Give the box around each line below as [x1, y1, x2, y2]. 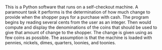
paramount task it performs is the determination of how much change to [5, 9, 151, 15]
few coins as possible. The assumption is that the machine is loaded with [5, 35, 153, 40]
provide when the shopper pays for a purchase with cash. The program [5, 14, 149, 20]
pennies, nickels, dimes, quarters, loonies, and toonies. [5, 40, 116, 45]
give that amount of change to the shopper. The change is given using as [5, 30, 153, 35]
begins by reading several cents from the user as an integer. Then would [5, 19, 152, 25]
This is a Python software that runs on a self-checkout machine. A [5, 4, 139, 10]
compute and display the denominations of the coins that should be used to [5, 25, 158, 30]
